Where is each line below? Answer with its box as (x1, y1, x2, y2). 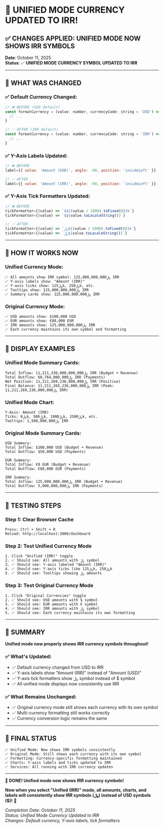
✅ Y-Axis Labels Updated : (5, 152, 68, 159)
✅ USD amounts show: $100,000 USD (5, 314, 76, 319)
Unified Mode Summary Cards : (5, 359, 80, 366)
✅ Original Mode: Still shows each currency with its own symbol (5, 751, 142, 756)
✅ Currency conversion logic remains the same (12, 715, 107, 721)
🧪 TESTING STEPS (5, 501, 61, 510)
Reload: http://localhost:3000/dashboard (5, 531, 91, 536)
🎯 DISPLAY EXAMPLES (5, 345, 75, 353)
